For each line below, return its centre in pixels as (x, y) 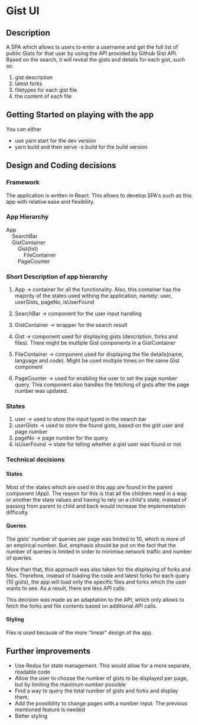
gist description (34, 77)
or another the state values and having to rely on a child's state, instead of (97, 499)
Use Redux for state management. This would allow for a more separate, (103, 665)
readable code (32, 672)
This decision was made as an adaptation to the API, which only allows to (95, 599)
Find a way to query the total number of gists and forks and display (96, 691)
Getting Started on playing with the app (80, 115)
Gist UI (23, 11)
